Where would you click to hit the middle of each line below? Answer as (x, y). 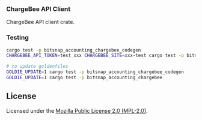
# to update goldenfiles (37, 67)
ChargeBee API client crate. (41, 22)
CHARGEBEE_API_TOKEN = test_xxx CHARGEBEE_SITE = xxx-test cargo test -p (95, 56)
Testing (17, 38)
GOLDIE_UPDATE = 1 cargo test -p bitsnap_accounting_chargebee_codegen (95, 72)
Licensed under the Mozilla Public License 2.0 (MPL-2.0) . (77, 110)
